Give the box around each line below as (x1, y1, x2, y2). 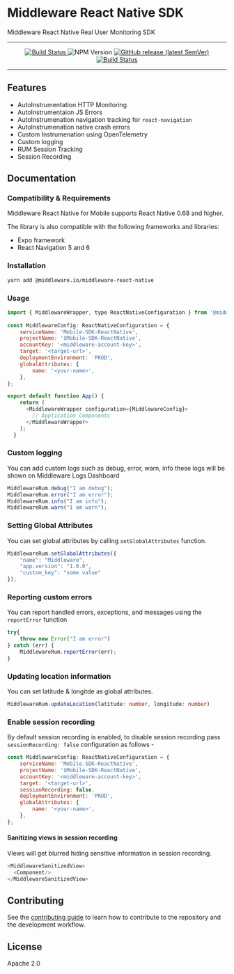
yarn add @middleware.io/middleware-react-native (7, 276, 155, 283)
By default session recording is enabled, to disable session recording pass (7, 733, 221, 741)
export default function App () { (7, 393, 104, 400)
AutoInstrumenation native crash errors (17, 123, 130, 131)
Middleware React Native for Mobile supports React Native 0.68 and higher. (7, 209, 224, 217)
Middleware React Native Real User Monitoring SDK (7, 28, 155, 36)
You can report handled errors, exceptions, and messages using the (7, 608, 202, 617)
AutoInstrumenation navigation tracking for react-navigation (17, 115, 192, 123)
